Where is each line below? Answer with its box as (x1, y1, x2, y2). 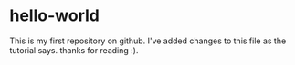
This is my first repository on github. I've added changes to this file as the (9, 35, 287, 46)
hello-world (9, 5, 100, 26)
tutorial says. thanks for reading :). (9, 44, 139, 55)
